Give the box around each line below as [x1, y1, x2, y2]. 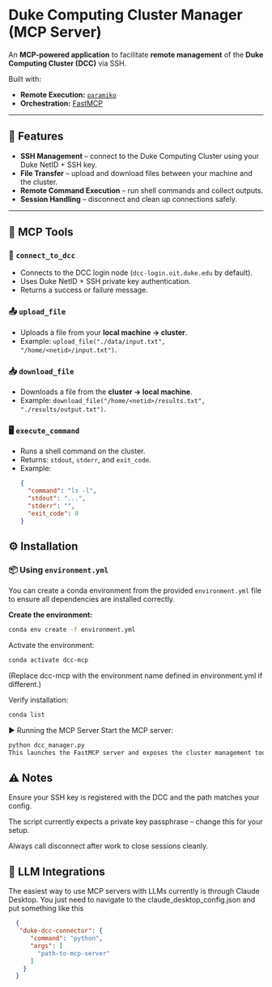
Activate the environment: [8, 641, 95, 650]
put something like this [8, 903, 84, 913]
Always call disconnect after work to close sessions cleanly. [8, 841, 209, 851]
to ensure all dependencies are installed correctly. [8, 594, 176, 604]
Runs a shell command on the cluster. [19, 446, 146, 456]
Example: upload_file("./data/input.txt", [19, 336, 166, 345]
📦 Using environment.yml [8, 564, 109, 575]
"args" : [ [29, 942, 63, 950]
